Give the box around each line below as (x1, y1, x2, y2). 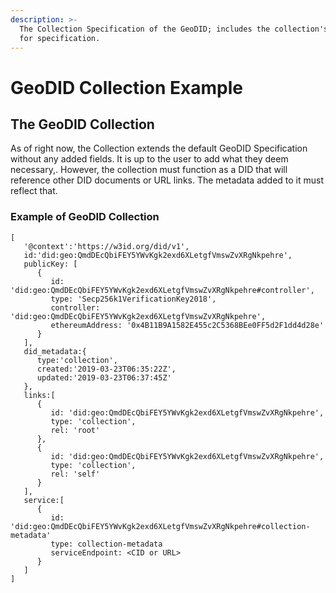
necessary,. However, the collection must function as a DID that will (10, 164, 288, 176)
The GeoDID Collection (10, 116, 155, 133)
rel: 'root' (50, 425, 101, 435)
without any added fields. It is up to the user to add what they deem (10, 153, 289, 165)
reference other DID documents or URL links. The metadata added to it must (10, 174, 325, 186)
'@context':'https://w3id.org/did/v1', (23, 241, 190, 251)
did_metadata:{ (23, 346, 87, 356)
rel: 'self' (50, 469, 101, 479)
